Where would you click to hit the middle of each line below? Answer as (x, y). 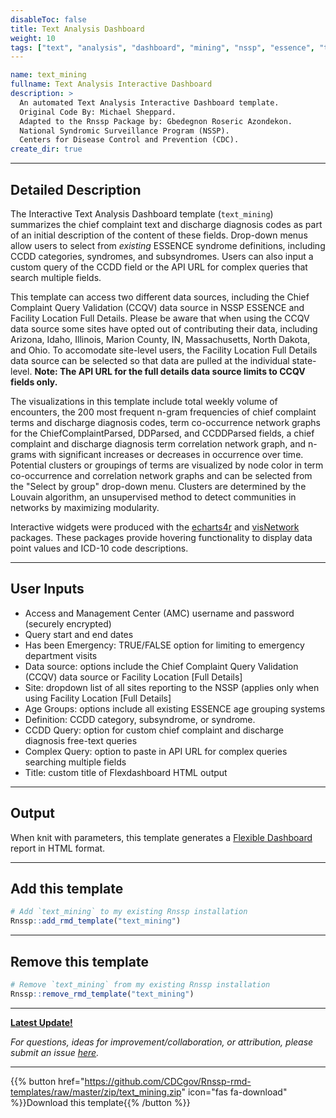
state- (304, 360)
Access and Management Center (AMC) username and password (159, 613)
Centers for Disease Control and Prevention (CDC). (129, 140)
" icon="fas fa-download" (234, 1092)
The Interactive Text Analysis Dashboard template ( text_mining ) (142, 213)
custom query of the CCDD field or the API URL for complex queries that (159, 267)
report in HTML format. (58, 848)
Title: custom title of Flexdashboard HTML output (126, 772)
